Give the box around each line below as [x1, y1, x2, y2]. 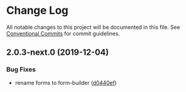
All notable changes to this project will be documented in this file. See [6, 23, 181, 31]
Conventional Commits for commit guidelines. [6, 29, 120, 37]
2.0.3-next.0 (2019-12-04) [6, 48, 109, 58]
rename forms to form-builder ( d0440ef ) [15, 79, 117, 86]
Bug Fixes [6, 66, 36, 74]
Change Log [6, 4, 68, 17]
